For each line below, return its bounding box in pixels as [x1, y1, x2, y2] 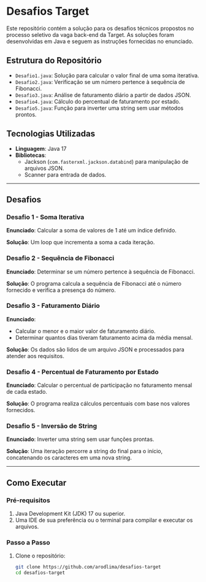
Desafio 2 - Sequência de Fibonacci [6, 254, 115, 262]
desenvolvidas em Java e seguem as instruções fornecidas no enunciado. [6, 37, 194, 45]
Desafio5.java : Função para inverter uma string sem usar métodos [15, 104, 184, 112]
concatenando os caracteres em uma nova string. [6, 454, 132, 461]
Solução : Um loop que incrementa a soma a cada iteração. [6, 239, 155, 246]
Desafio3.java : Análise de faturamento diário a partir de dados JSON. [15, 91, 191, 99]
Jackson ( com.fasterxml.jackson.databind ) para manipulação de [24, 158, 189, 165]
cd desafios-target [15, 570, 66, 576]
